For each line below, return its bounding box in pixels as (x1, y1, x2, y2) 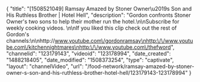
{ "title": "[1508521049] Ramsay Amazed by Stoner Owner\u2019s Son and (6, 5, 192, 12)
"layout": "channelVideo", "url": (6, 63, 84, 70)
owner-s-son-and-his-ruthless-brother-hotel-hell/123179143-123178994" (6, 69, 188, 76)
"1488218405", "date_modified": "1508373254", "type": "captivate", (6, 57, 174, 63)
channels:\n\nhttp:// (6, 37, 55, 44)
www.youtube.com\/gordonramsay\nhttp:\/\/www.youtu (54, 37, 193, 44)
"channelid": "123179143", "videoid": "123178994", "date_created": (6, 50, 171, 57)
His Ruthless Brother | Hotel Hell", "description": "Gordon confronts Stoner (6, 11, 191, 19)
